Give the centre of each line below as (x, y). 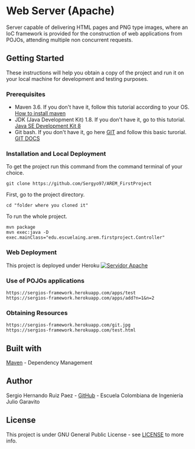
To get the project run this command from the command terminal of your (95, 167)
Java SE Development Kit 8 (48, 126)
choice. (15, 173)
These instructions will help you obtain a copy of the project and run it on (95, 73)
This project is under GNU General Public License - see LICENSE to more (95, 434)
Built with (24, 348)
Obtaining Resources (37, 313)
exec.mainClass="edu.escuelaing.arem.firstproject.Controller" (86, 237)
